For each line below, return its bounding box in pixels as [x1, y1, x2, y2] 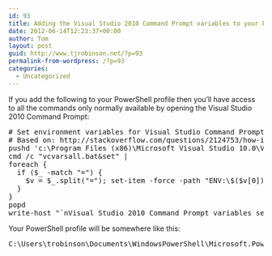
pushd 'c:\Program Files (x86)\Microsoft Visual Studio [8, 143, 235, 152]
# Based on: [8, 135, 56, 144]
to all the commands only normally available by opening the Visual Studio [8, 103, 253, 113]
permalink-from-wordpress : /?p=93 [8, 58, 125, 66]
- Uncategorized [15, 72, 70, 80]
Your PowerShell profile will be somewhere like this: [8, 224, 181, 233]
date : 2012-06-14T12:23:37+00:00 [8, 27, 121, 35]
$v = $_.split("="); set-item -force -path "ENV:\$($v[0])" [25, 176, 270, 185]
